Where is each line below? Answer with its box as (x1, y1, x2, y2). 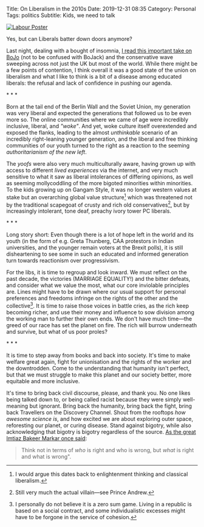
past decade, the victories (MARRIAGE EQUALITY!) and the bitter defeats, (6, 275, 191, 283)
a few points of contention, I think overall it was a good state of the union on (6, 66, 196, 74)
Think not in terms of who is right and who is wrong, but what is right (21, 446, 194, 453)
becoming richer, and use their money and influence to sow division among (6, 308, 195, 316)
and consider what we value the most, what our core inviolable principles (6, 281, 189, 289)
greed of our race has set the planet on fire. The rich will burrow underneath (6, 321, 197, 328)
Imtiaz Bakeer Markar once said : (6, 434, 87, 442)
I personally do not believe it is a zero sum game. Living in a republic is (15, 500, 192, 508)
